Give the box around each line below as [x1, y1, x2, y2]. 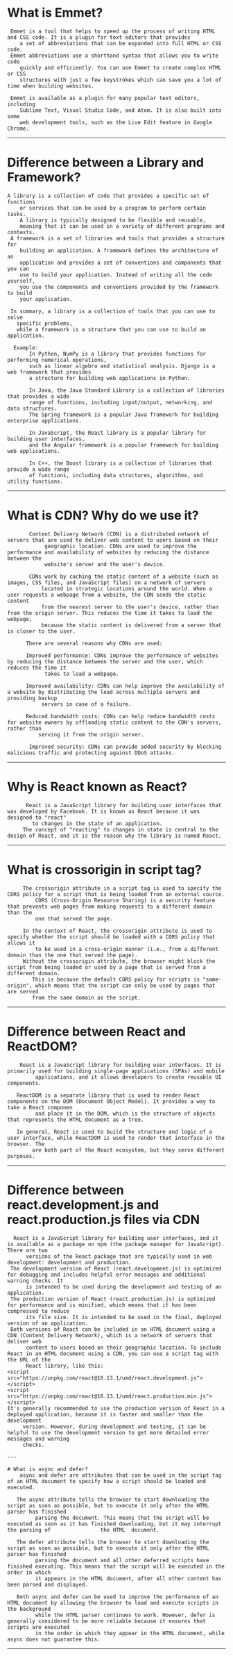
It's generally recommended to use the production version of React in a [7, 1405, 225, 1411]
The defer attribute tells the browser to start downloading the [16, 1539, 209, 1546]
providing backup [7, 695, 58, 702]
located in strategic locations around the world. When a [41, 585, 213, 592]
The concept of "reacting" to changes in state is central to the [22, 826, 218, 833]
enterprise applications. [7, 417, 82, 424]
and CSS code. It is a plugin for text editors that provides [7, 33, 191, 41]
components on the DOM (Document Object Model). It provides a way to [7, 1098, 216, 1105]
